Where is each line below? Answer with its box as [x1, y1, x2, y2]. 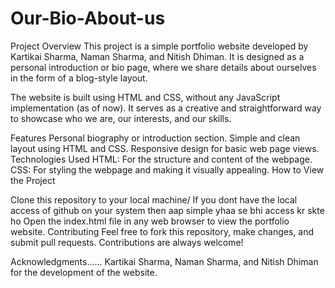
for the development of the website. [10, 266, 158, 278]
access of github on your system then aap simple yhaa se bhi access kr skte [10, 204, 325, 216]
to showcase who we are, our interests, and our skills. [10, 112, 232, 124]
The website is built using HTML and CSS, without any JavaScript [10, 91, 281, 103]
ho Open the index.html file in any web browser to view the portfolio [10, 215, 290, 227]
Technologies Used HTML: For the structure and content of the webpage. [10, 153, 313, 165]
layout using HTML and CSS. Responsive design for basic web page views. [10, 142, 320, 154]
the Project [10, 174, 56, 186]
